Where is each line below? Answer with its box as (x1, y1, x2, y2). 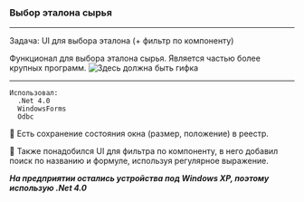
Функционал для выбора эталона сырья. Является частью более (9, 53, 261, 64)
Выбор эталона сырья (9, 6, 113, 19)
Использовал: (9, 89, 59, 98)
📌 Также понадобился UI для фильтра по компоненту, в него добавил (9, 146, 279, 157)
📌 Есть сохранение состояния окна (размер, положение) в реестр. (9, 129, 270, 139)
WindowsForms (17, 104, 67, 114)
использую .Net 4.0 (9, 183, 88, 194)
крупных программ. (9, 63, 87, 73)
